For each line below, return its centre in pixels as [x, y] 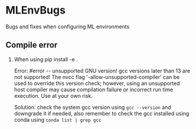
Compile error [32, 45]
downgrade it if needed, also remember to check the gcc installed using [102, 113]
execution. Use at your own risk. [53, 95]
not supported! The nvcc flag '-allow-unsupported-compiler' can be [97, 77]
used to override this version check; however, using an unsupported [97, 83]
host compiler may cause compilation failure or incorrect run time [94, 90]
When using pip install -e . [46, 59]
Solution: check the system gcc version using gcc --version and [93, 107]
